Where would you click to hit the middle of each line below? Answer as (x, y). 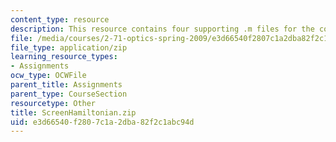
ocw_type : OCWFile (48, 76)
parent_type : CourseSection (69, 94)
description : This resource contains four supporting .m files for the (162, 29)
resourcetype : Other (53, 103)
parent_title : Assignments (66, 85)
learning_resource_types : (64, 57)
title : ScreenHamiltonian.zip (73, 112)
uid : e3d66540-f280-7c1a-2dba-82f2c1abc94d (102, 122)
